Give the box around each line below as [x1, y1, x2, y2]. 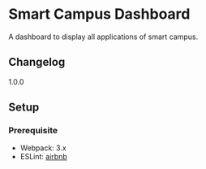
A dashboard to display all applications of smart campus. [8, 32, 199, 41]
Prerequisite [8, 125, 58, 136]
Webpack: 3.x [19, 143, 67, 153]
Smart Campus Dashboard [8, 5, 191, 24]
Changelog [8, 55, 66, 69]
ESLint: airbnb [19, 152, 67, 162]
